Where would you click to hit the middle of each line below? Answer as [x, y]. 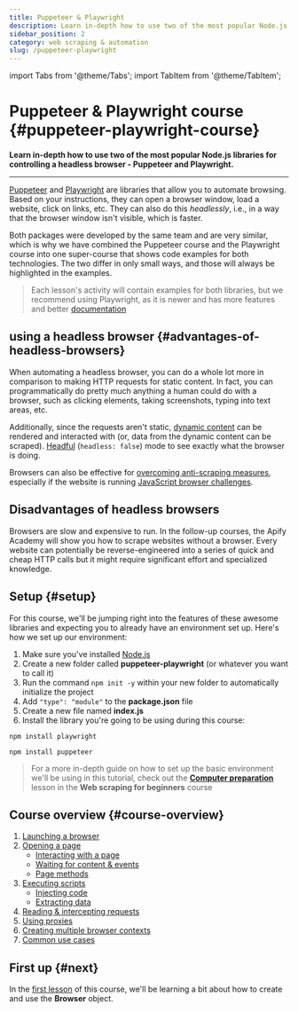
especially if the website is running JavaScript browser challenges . [131, 482]
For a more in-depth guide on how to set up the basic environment [152, 768]
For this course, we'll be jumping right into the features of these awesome [144, 618]
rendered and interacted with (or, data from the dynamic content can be [141, 436]
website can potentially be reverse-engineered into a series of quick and [142, 550]
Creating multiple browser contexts [86, 930]
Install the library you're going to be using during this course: [133, 720]
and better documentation [78, 309]
